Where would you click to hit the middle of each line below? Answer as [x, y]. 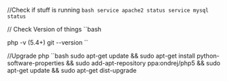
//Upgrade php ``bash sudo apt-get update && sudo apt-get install [101, 56]
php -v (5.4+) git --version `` [48, 43]
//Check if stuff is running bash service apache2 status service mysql [108, 10]
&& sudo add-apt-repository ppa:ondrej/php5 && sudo [143, 63]
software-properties [36, 63]
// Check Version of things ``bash [54, 29]
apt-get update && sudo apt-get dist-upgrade [72, 70]
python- [208, 56]
